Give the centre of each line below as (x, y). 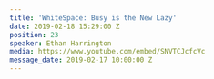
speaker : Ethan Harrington (61, 43)
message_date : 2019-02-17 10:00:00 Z (81, 60)
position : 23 (34, 35)
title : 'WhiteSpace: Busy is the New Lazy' (93, 18)
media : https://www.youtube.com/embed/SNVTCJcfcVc (107, 52)
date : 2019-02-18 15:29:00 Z (65, 26)
